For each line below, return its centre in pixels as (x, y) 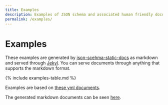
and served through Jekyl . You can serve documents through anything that (82, 63)
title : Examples (22, 10)
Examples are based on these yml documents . (53, 87)
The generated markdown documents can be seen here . (63, 97)
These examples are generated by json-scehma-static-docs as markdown (82, 57)
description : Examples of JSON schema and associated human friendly (79, 14)
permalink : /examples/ (29, 19)
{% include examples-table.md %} (41, 78)
